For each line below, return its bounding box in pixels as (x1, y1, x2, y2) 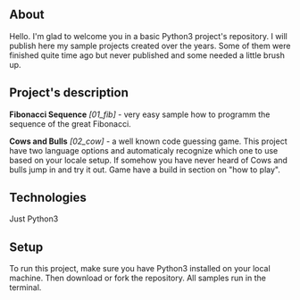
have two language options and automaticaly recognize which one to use (9, 145, 279, 155)
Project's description (9, 85, 129, 101)
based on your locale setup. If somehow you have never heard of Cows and (9, 154, 288, 165)
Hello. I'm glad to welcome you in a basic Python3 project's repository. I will (9, 30, 288, 41)
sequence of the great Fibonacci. (9, 118, 131, 129)
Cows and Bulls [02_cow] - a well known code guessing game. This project (9, 136, 287, 146)
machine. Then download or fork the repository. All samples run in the (9, 272, 266, 284)
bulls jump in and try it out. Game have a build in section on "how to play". (9, 164, 281, 175)
